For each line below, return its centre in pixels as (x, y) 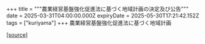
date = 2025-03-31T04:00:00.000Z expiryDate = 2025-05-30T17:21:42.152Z (103, 16)
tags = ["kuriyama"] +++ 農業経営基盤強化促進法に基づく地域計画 (89, 23)
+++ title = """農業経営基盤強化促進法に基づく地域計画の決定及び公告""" (98, 9)
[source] (17, 35)
